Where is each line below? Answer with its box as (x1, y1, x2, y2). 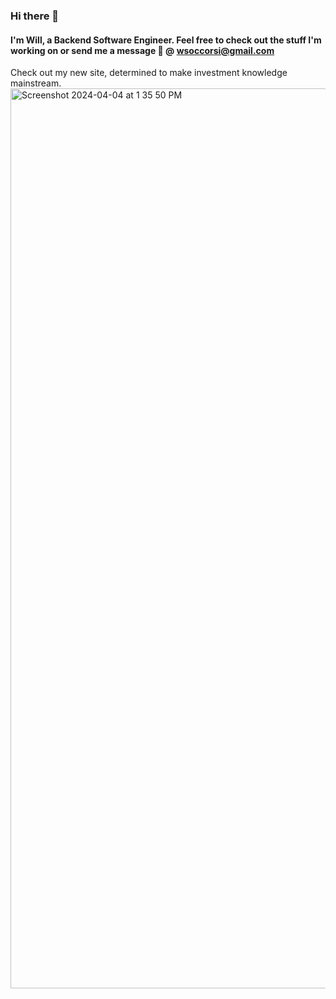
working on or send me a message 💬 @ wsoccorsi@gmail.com (10, 44, 275, 56)
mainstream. (10, 77, 62, 89)
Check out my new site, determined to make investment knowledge (10, 67, 288, 79)
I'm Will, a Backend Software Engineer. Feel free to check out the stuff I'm (10, 34, 322, 46)
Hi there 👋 (10, 9, 60, 23)
